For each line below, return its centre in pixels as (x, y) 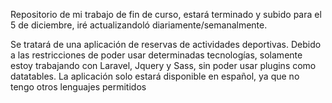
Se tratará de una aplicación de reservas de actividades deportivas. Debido (166, 44)
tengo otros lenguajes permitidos (78, 87)
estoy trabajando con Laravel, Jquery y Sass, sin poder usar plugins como (163, 65)
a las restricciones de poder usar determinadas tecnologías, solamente (156, 55)
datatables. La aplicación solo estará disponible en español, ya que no (155, 76)
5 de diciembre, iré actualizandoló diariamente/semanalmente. (139, 25)
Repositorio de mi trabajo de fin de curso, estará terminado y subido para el (166, 14)
